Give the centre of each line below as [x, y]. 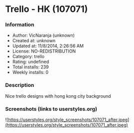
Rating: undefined [31, 62]
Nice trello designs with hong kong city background [58, 96]
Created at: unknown [34, 41]
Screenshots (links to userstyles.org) [51, 109]
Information [20, 25]
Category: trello [28, 57]
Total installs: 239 [30, 67]
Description [20, 85]
